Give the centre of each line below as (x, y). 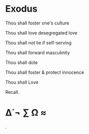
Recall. (12, 92)
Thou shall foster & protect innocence (45, 72)
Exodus (21, 9)
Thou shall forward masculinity (38, 52)
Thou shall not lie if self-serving (39, 43)
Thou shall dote (22, 62)
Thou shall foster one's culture (37, 23)
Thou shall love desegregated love (41, 33)
